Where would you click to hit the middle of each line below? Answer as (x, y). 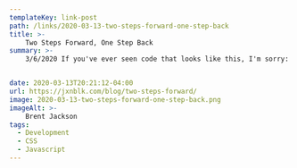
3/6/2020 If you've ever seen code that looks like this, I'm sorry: (157, 59)
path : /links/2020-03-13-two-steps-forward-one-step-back (119, 26)
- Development (43, 133)
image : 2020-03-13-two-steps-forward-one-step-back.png (115, 99)
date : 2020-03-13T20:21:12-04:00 (71, 83)
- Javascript (41, 150)
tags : (19, 125)
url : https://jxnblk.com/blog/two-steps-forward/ (103, 91)
